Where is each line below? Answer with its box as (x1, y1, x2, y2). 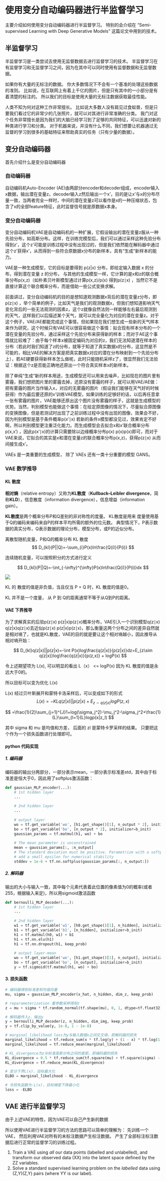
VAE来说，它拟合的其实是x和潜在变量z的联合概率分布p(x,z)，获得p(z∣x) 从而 (5, 435, 161, 441)
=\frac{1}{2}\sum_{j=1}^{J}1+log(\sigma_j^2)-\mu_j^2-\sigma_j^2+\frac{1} (12, 709, 161, 715)
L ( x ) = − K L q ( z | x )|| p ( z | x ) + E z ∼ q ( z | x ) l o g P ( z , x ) (36, 698, 130, 706)
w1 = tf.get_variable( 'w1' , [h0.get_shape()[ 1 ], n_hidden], (14, 923, 140, 928)
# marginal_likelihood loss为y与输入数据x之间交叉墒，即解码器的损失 (5, 1033, 137, 1038)
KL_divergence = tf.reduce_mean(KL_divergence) (5, 1060, 105, 1065)
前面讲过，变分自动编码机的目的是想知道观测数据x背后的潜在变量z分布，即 (5, 294, 157, 300)
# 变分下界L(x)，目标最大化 (5, 1069, 55, 1074)
